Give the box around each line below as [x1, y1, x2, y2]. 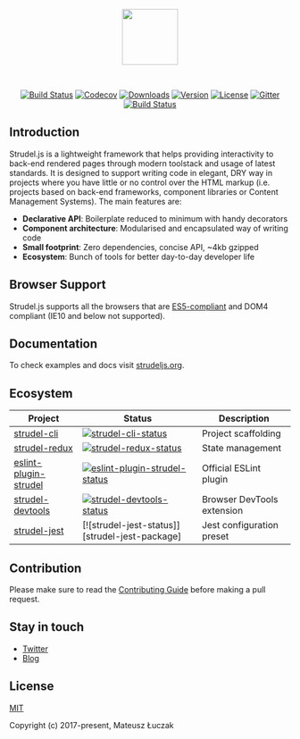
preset [202, 530, 229, 542]
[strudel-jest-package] [81, 530, 182, 542]
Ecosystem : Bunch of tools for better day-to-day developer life [21, 251, 255, 262]
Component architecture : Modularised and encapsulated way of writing [21, 223, 288, 233]
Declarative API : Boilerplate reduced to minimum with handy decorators [21, 213, 288, 223]
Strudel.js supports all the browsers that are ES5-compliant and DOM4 [9, 300, 269, 312]
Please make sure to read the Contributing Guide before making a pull [9, 584, 266, 595]
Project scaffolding [202, 427, 281, 440]
